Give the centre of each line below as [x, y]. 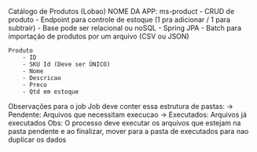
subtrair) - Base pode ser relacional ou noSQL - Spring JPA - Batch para [125, 28]
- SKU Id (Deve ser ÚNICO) [66, 64]
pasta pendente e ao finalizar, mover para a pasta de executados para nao [128, 131]
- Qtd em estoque [51, 92]
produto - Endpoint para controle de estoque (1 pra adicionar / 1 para [119, 20]
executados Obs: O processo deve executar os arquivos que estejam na [125, 123]
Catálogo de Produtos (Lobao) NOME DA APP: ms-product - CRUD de [121, 11]
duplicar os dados [37, 139]
